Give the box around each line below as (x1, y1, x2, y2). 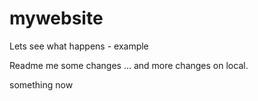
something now (9, 78, 74, 91)
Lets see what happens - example (9, 40, 149, 52)
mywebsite (9, 7, 104, 30)
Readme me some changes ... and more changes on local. (9, 59, 249, 71)
